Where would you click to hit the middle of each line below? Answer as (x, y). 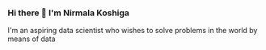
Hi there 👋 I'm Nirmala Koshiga (69, 13)
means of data (32, 39)
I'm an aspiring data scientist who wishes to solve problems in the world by (133, 31)
